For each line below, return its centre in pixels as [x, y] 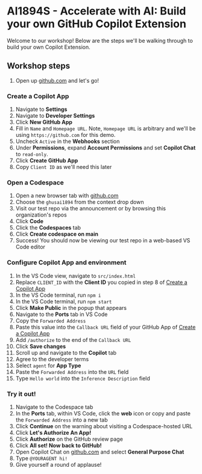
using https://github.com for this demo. [65, 135]
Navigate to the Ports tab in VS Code [62, 314]
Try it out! [21, 394]
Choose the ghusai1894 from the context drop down [80, 202]
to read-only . [32, 154]
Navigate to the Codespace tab [54, 407]
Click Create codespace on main [57, 234]
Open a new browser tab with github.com [67, 196]
